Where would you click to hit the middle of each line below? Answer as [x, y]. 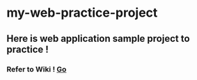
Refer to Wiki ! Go [37, 69]
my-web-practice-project [82, 13]
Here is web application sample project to [98, 39]
